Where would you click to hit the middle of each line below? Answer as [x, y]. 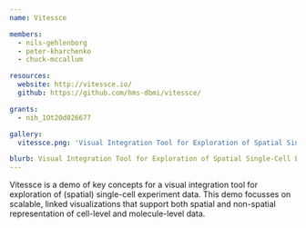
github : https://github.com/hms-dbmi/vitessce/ [110, 93]
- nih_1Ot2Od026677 [55, 118]
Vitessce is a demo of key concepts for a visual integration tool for [133, 185]
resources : [30, 76]
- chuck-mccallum [51, 60]
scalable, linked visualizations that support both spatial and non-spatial [143, 204]
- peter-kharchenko [55, 51]
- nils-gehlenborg [53, 43]
